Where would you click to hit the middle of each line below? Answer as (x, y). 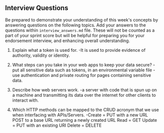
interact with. (25, 100)
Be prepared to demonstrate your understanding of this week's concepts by (82, 20)
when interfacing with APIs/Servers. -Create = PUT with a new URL (80, 115)
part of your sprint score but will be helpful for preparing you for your (75, 35)
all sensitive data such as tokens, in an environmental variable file (86, 70)
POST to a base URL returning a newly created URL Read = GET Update (85, 120)
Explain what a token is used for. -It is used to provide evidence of (79, 50)
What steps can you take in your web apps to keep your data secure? (82, 65)
